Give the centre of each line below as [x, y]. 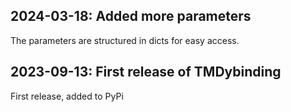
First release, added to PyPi [67, 96]
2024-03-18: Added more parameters [131, 16]
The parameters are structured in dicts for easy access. [125, 40]
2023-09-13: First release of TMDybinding [146, 72]
